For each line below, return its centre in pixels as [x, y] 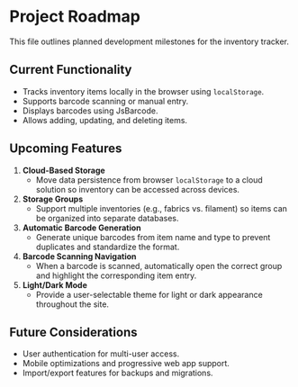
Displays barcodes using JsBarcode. [90, 111]
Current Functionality [71, 70]
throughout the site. [72, 304]
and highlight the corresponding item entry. [116, 275]
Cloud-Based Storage [63, 170]
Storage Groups [53, 199]
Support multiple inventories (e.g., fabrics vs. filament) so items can [162, 208]
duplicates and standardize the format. [108, 247]
